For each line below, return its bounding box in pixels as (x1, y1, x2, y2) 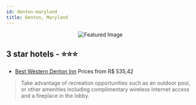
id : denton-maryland (6, 8, 58, 15)
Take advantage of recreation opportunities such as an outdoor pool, (20, 79, 191, 87)
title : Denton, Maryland (6, 14, 68, 20)
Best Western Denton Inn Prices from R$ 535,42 (14, 68, 134, 75)
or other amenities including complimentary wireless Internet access (20, 86, 190, 93)
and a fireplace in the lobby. (20, 92, 90, 100)
